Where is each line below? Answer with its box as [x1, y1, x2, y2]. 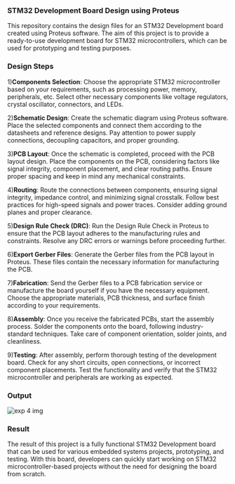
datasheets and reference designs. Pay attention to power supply [7, 129, 196, 137]
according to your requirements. [7, 301, 100, 309]
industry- [177, 322, 204, 330]
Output [7, 391, 32, 400]
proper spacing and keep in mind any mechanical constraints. [7, 171, 186, 181]
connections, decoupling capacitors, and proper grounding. [7, 136, 180, 144]
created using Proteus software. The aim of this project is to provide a [7, 29, 209, 37]
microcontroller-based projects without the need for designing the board [7, 462, 217, 471]
